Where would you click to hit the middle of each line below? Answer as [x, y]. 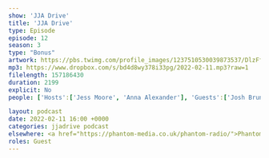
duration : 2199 [34, 82]
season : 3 [25, 45]
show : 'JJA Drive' [39, 16]
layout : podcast [35, 112]
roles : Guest [30, 141]
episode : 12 [28, 38]
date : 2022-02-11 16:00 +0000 [59, 119]
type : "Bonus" [32, 53]
